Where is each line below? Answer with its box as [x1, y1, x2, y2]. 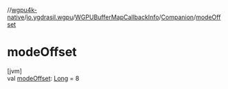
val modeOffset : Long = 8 [7, 74, 80, 82]
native [7, 13, 25, 21]
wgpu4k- [11, 6, 38, 14]
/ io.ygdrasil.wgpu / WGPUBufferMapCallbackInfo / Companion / [23, 13, 196, 21]
